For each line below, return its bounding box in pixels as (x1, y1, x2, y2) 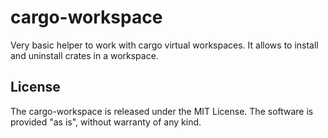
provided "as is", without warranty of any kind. (10, 116, 202, 128)
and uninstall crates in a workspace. (10, 49, 159, 61)
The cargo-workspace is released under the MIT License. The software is (10, 105, 314, 117)
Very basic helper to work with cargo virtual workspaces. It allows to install (10, 39, 319, 51)
